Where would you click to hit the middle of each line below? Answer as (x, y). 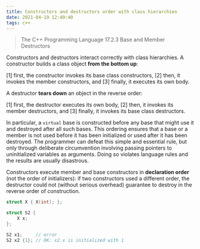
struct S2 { (21, 213)
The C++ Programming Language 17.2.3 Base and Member (93, 40)
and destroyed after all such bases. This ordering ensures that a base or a (97, 129)
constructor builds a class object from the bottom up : (72, 64)
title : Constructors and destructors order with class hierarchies (92, 12)
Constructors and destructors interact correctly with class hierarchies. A (95, 58)
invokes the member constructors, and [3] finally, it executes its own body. (98, 82)
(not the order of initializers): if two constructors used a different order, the (98, 179)
